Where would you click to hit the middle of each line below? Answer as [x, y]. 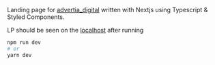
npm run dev [24, 43]
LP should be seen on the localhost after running [75, 30]
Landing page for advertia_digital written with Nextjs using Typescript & [107, 10]
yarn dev [19, 55]
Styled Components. [36, 17]
